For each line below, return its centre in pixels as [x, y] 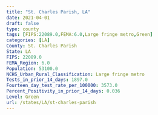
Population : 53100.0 [32, 68]
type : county [23, 29]
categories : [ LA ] [28, 40]
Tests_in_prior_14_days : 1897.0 [47, 80]
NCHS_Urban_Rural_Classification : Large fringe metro [76, 74]
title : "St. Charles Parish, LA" [48, 12]
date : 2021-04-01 [28, 18]
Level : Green [23, 97]
